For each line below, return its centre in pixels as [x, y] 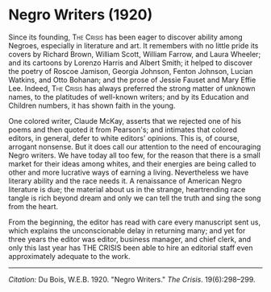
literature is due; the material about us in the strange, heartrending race [127, 189]
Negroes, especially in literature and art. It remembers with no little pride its [133, 45]
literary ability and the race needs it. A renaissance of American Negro [125, 181]
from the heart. [33, 206]
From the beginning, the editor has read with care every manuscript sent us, [134, 222]
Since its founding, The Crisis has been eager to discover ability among [126, 37]
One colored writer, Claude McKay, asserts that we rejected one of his [125, 121]
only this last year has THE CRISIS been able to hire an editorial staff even [131, 248]
